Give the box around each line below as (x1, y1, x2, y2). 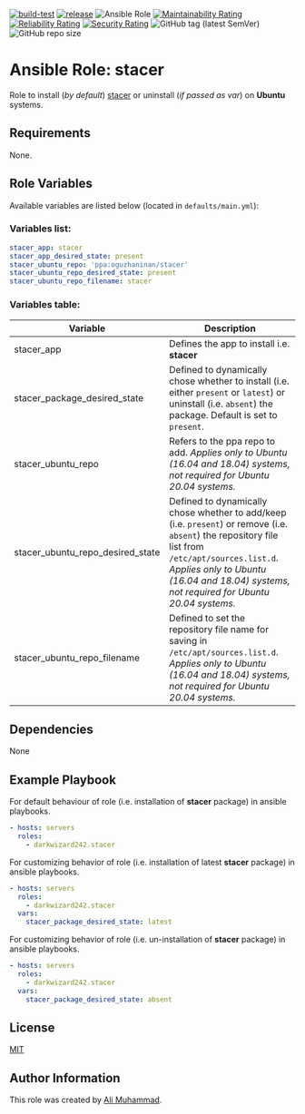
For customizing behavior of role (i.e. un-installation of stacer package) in (9, 934, 286, 945)
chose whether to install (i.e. (169, 375, 290, 387)
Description (203, 322, 256, 335)
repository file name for (169, 622, 270, 635)
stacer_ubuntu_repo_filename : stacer (9, 277, 152, 286)
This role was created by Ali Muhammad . (9, 1094, 162, 1106)
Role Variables (9, 176, 93, 191)
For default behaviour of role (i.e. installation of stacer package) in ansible (9, 796, 288, 807)
